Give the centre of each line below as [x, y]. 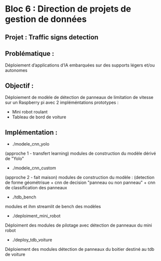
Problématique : [30, 54]
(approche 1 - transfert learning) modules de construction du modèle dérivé [80, 153]
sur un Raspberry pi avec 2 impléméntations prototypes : [62, 102]
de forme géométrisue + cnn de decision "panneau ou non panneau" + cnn [80, 182]
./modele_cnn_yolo [31, 144]
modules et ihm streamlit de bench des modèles [53, 207]
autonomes [16, 70]
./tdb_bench [24, 197]
